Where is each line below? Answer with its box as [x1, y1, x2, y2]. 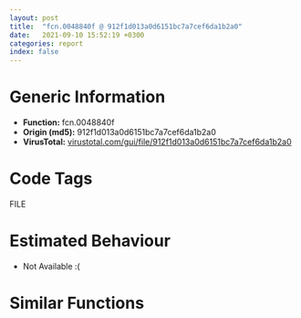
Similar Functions [9, 293, 144, 313]
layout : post [9, 13, 59, 23]
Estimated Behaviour [9, 230, 171, 251]
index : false [9, 48, 59, 57]
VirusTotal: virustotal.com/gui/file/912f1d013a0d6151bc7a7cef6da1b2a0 [22, 136, 292, 147]
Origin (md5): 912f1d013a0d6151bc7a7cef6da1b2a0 [22, 127, 217, 138]
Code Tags [9, 168, 93, 189]
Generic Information [9, 87, 166, 108]
